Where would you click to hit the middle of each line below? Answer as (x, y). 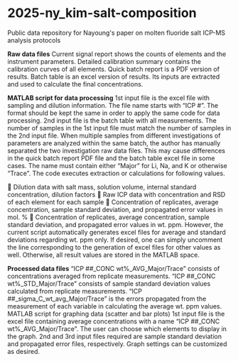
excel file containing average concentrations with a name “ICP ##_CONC (114, 321)
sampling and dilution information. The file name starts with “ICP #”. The (113, 105)
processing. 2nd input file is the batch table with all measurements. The (112, 120)
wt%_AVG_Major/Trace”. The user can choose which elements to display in (117, 328)
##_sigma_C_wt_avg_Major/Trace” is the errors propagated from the (107, 299)
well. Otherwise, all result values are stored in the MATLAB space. (104, 255)
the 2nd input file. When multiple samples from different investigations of (114, 135)
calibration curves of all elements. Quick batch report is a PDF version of (114, 69)
